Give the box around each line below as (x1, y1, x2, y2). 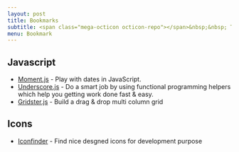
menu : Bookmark (7, 30, 53, 37)
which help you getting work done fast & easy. (17, 90, 154, 99)
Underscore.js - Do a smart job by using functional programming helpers (17, 83, 231, 91)
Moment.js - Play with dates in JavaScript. (17, 75, 142, 83)
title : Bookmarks (7, 17, 59, 24)
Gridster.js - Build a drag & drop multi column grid (17, 98, 164, 106)
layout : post (7, 10, 46, 18)
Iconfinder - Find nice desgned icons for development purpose (17, 136, 203, 145)
